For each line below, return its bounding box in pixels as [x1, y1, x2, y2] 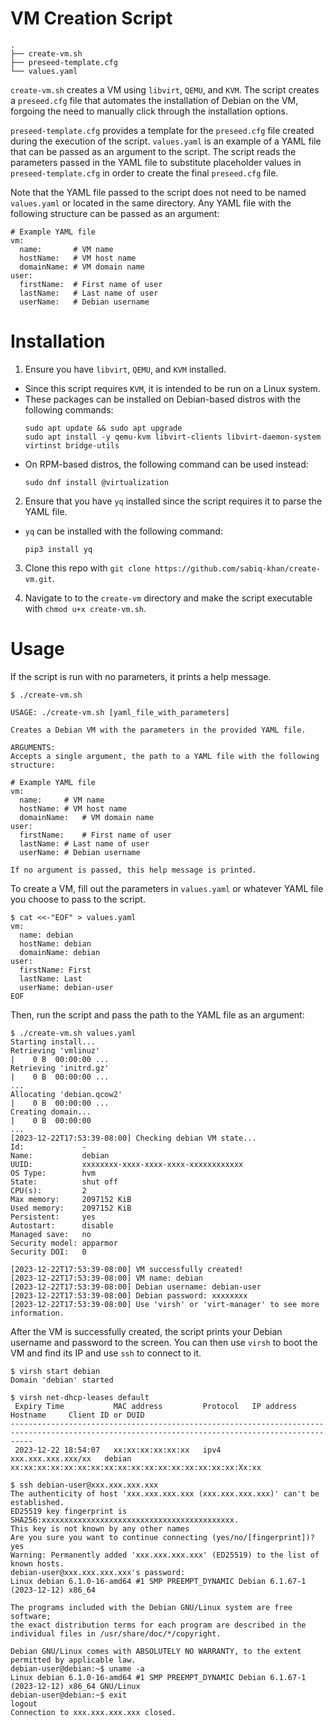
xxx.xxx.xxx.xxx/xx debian [10, 1453, 132, 1464]
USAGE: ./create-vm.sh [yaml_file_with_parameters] [10, 707, 230, 717]
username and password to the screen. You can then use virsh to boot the [10, 1336, 318, 1348]
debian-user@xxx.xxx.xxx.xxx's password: [10, 1567, 186, 1577]
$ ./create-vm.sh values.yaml [10, 1028, 137, 1038]
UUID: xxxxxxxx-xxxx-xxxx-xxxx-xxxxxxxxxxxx [10, 1159, 244, 1169]
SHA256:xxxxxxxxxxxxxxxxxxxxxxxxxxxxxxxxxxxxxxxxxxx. [10, 1515, 240, 1525]
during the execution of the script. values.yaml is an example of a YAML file [10, 135, 322, 147]
